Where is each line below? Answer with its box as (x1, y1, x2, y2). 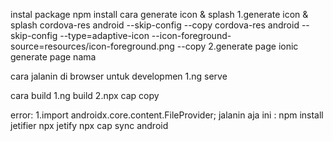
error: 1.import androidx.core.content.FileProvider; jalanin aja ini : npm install (10, 109, 324, 121)
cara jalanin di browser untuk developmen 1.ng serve (10, 70, 228, 82)
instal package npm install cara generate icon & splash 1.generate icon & (10, 9, 309, 20)
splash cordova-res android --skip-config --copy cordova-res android (10, 19, 300, 31)
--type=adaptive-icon (59, 30, 150, 41)
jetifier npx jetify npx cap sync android (10, 120, 169, 131)
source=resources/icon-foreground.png (10, 40, 175, 52)
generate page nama (10, 51, 97, 63)
